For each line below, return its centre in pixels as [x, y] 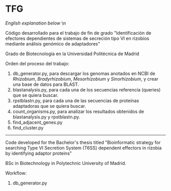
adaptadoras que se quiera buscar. [49, 106]
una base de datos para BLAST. [46, 84]
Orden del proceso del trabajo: [37, 63]
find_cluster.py [28, 128]
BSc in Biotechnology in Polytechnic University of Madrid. [66, 163]
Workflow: [16, 173]
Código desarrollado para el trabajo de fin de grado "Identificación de [78, 33]
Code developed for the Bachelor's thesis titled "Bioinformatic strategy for [83, 142]
